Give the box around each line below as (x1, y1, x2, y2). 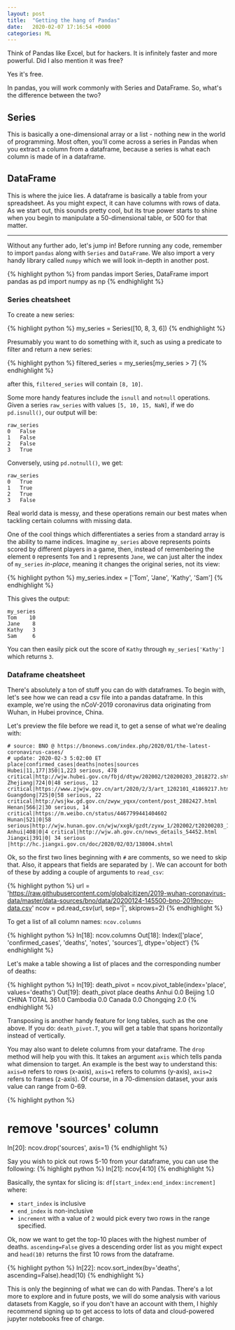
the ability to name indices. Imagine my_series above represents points (7, 538, 211, 546)
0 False (7, 428, 36, 435)
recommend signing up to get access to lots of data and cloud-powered (7, 1307, 215, 1315)
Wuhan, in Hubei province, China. (7, 708, 104, 717)
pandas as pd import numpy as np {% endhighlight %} (7, 277, 164, 285)
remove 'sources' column (7, 1120, 159, 1136)
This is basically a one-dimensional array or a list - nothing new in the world (7, 130, 226, 139)
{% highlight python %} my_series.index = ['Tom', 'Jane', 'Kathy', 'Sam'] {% (7, 574, 224, 582)
